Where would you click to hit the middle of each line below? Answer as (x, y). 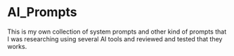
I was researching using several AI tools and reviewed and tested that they (115, 38)
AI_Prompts (42, 12)
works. (17, 46)
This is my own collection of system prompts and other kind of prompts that (117, 31)
